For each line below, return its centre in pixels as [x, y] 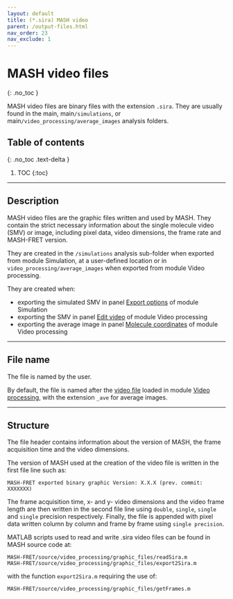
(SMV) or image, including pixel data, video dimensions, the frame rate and [114, 232]
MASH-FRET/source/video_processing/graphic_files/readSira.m [97, 557]
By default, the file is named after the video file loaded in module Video [109, 390]
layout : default [31, 14]
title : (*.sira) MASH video [48, 20]
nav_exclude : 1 [29, 39]
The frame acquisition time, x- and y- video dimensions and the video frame [116, 502]
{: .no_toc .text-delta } [38, 159]
